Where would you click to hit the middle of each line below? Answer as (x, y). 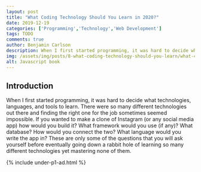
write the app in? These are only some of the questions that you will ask (95, 139)
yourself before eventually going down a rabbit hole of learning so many (95, 145)
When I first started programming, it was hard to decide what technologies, (99, 100)
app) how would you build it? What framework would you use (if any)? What (100, 125)
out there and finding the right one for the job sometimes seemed (87, 113)
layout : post (22, 12)
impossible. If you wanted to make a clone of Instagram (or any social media (100, 119)
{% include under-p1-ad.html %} (46, 162)
